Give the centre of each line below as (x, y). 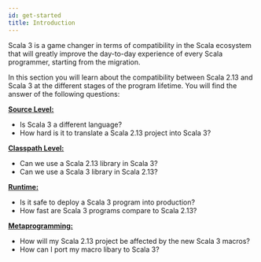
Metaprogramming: (40, 226)
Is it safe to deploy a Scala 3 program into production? (107, 202)
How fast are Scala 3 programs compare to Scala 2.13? (108, 210)
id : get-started (35, 15)
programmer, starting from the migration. (74, 62)
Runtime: (24, 186)
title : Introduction (42, 23)
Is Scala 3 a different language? (71, 124)
